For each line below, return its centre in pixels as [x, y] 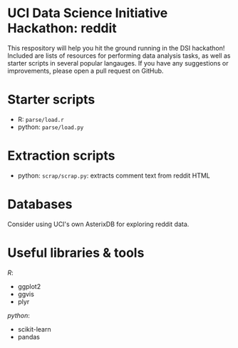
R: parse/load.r [41, 119]
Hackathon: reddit [62, 28]
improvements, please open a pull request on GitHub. [86, 71]
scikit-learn [34, 329]
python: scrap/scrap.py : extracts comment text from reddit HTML [114, 175]
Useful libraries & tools [76, 253]
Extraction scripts [61, 156]
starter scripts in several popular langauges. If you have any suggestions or [118, 63]
